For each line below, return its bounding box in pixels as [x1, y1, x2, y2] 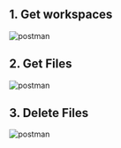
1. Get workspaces [9, 7, 113, 22]
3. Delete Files [9, 105, 89, 121]
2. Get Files [9, 57, 72, 72]
